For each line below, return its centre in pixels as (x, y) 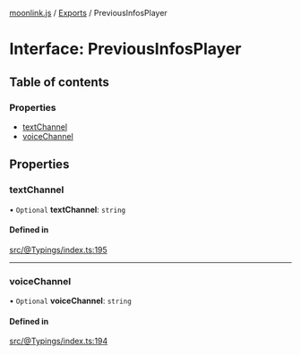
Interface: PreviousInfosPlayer (125, 49)
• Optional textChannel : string (68, 209)
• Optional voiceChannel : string (70, 301)
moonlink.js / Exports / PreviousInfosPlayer (88, 13)
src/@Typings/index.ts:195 (58, 249)
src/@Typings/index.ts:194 (59, 341)
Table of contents (59, 82)
